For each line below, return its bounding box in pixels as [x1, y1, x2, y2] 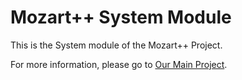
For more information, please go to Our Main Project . [10, 58, 228, 70]
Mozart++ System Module [10, 6, 232, 29]
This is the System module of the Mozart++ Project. [10, 39, 223, 51]
